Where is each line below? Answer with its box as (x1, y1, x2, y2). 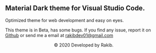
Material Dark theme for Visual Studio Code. (5, 4, 146, 12)
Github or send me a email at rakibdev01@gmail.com (5, 32, 114, 38)
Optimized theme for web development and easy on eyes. (5, 17, 124, 23)
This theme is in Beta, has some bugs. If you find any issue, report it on (5, 27, 151, 33)
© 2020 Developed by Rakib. (54, 42, 114, 48)
